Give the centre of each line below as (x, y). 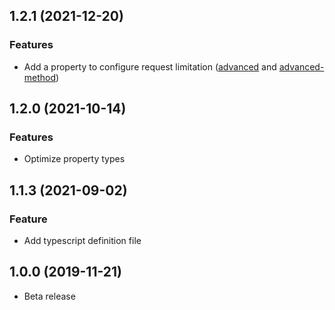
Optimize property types (74, 159)
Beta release (49, 296)
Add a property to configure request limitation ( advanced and (150, 66)
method (40, 77)
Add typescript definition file (82, 241)
